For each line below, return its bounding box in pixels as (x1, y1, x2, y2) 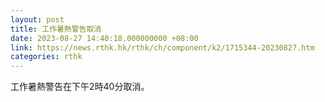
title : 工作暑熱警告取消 (10, 24, 102, 34)
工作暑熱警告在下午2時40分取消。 (10, 81, 150, 93)
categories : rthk (10, 52, 83, 62)
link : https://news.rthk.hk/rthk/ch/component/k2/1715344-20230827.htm (10, 42, 315, 53)
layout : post (10, 14, 65, 25)
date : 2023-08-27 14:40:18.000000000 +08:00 (10, 33, 199, 43)
